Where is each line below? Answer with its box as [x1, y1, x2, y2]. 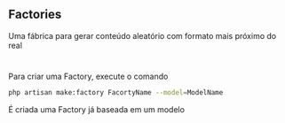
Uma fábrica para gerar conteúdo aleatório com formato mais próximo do [8, 30, 277, 41]
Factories [8, 7, 62, 22]
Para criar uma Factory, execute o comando [8, 71, 169, 81]
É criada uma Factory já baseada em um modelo [8, 104, 186, 114]
